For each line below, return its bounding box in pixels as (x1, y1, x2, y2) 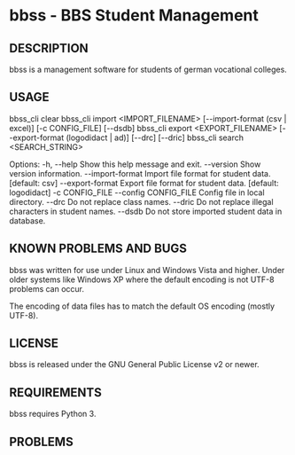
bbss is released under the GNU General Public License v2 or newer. (9, 359, 260, 370)
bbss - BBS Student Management (9, 5, 260, 26)
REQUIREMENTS (9, 385, 102, 400)
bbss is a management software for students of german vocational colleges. (9, 64, 288, 75)
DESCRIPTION (9, 41, 89, 56)
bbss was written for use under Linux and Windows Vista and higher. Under (9, 264, 285, 275)
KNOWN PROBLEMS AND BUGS (9, 241, 188, 256)
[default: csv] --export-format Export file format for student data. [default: (9, 177, 279, 188)
